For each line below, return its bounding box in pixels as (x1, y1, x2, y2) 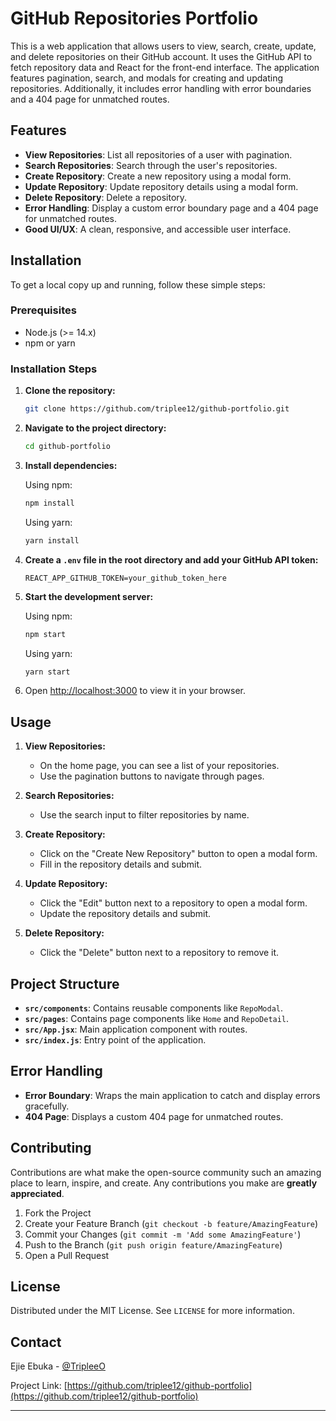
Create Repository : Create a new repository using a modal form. (24, 170, 292, 182)
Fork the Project (24, 1207, 92, 1219)
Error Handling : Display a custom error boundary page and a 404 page (24, 202, 319, 214)
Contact (10, 1333, 62, 1351)
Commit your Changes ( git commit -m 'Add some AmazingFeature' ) (24, 1228, 302, 1240)
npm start (24, 629, 67, 639)
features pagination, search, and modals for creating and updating (10, 72, 283, 84)
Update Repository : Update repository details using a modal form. (24, 180, 299, 192)
